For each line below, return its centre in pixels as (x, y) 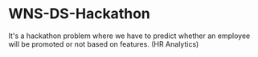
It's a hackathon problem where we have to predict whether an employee (129, 36)
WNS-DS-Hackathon (79, 14)
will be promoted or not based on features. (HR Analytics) (104, 44)
